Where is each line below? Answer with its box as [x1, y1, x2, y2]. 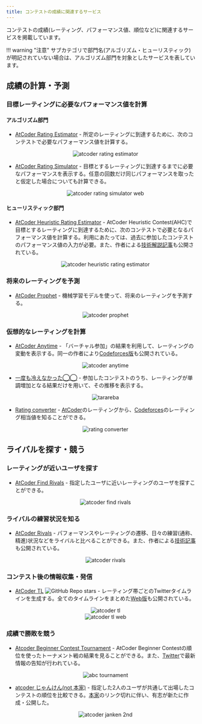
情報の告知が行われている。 [14, 659, 84, 666]
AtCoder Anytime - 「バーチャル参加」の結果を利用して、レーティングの [14, 342, 194, 349]
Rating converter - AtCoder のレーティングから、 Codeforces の [14, 406, 170, 413]
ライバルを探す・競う [6, 444, 85, 455]
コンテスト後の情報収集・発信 [6, 572, 93, 581]
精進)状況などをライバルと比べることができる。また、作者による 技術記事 [14, 536, 196, 544]
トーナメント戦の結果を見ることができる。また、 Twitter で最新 [41, 652, 195, 659]
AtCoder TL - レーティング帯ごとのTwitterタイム [14, 587, 187, 595]
